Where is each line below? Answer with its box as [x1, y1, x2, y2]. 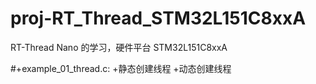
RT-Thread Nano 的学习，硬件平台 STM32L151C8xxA [10, 41, 228, 53]
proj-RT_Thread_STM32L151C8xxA [10, 7, 307, 30]
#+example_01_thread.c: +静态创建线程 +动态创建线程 [10, 62, 232, 74]
